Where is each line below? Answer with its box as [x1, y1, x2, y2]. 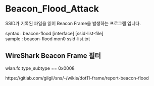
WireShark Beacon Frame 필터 [5, 51, 101, 60]
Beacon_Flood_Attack [5, 3, 99, 15]
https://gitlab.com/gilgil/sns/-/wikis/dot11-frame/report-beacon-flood [5, 75, 149, 81]
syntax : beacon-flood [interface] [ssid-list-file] [5, 30, 104, 36]
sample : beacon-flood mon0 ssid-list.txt [5, 36, 90, 42]
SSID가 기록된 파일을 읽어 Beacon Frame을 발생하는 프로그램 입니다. [5, 20, 141, 26]
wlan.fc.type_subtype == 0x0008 [5, 65, 75, 71]
